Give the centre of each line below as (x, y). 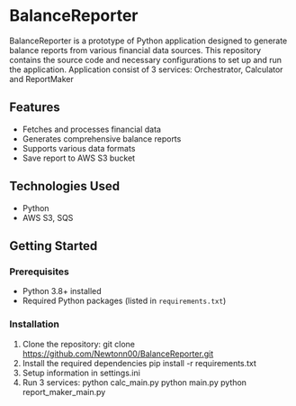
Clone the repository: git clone (78, 344)
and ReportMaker (41, 78)
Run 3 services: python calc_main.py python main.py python (135, 382)
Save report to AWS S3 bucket (79, 158)
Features (35, 108)
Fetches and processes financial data (92, 129)
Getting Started (54, 246)
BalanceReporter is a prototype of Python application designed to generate (148, 41)
